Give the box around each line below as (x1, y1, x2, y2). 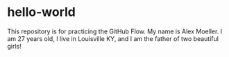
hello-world (7, 4, 76, 20)
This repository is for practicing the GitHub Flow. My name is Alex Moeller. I (7, 27, 223, 35)
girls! (7, 42, 22, 50)
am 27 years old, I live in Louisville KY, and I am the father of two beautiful (7, 34, 219, 42)
